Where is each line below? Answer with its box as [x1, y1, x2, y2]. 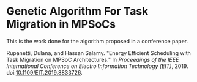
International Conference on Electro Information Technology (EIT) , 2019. [6, 62, 188, 70]
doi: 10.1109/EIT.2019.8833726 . [6, 69, 83, 76]
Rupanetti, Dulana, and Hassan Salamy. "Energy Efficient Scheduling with [6, 49, 191, 56]
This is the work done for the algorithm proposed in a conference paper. [6, 37, 188, 45]
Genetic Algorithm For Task [6, 4, 149, 18]
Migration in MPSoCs [6, 17, 116, 31]
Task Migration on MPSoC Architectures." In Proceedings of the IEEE [6, 56, 179, 63]
